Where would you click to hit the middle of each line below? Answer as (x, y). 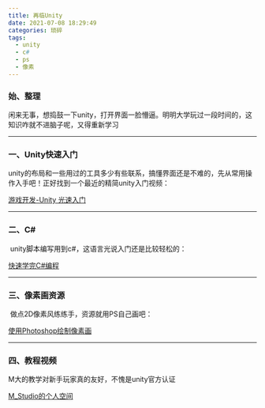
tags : (17, 38)
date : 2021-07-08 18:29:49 (52, 23)
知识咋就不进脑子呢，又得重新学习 (63, 125)
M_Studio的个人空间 (41, 396)
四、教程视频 (33, 361)
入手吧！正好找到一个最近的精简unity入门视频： (92, 183)
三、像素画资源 (37, 295)
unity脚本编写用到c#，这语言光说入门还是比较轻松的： (98, 248)
